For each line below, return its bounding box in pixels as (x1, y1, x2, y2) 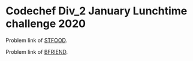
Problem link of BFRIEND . (5, 48, 68, 55)
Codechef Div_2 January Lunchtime (5, 4, 188, 18)
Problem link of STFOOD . (5, 36, 68, 44)
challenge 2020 (5, 17, 86, 30)
